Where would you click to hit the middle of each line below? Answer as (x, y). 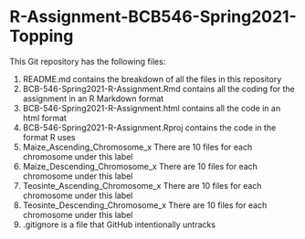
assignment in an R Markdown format (93, 99)
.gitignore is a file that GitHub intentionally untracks (119, 224)
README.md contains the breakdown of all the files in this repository (152, 78)
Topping (42, 36)
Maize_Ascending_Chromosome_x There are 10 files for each (137, 147)
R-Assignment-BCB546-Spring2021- (153, 17)
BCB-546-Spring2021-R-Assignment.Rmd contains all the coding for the (158, 88)
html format (44, 118)
